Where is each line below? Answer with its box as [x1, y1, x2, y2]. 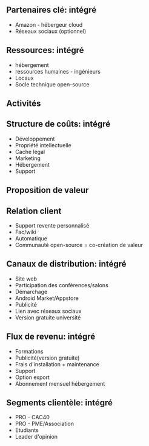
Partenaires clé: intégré [6, 5, 97, 15]
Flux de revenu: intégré [6, 332, 96, 342]
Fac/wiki [15, 228, 36, 236]
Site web [15, 275, 38, 282]
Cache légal [15, 148, 45, 155]
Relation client [6, 206, 62, 216]
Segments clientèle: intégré [6, 398, 113, 408]
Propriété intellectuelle [15, 141, 71, 148]
